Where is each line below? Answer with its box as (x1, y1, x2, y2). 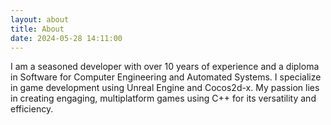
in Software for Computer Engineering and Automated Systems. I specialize (10, 71, 322, 83)
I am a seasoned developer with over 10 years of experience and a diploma (10, 61, 320, 73)
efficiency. (10, 103, 54, 115)
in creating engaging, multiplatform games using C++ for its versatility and (10, 92, 317, 105)
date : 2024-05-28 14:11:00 (10, 33, 123, 43)
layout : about (10, 14, 70, 25)
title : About (10, 24, 65, 34)
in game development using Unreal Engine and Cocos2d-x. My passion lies (10, 82, 320, 94)
